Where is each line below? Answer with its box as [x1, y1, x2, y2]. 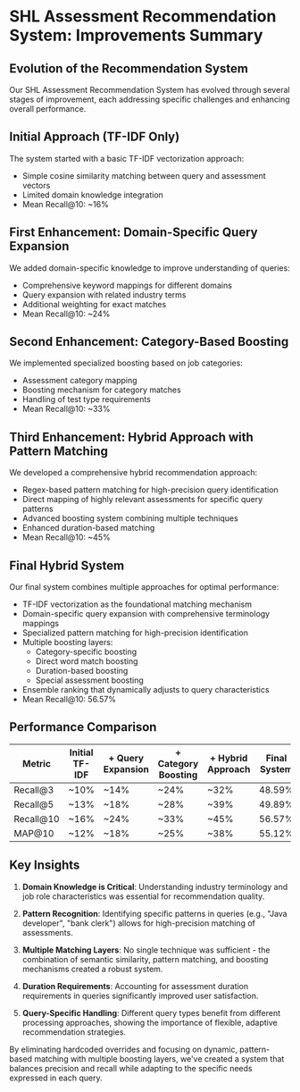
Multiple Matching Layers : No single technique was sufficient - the [21, 945, 271, 955]
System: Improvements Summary [9, 25, 263, 46]
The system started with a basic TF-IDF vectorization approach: [9, 153, 245, 164]
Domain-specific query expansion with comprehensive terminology [21, 609, 271, 619]
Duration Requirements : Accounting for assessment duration [21, 980, 249, 991]
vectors [21, 180, 51, 190]
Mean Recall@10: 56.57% [21, 694, 116, 705]
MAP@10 [13, 827, 54, 839]
